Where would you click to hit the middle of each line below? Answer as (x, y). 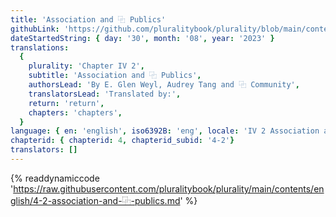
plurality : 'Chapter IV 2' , (86, 66)
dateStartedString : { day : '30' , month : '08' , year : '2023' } (142, 38)
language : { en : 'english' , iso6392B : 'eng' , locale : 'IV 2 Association (165, 131)
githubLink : (35, 29)
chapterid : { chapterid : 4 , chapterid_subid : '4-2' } (122, 141)
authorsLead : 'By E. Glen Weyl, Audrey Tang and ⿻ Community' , (164, 85)
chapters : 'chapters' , (75, 112)
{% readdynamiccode (55, 178)
